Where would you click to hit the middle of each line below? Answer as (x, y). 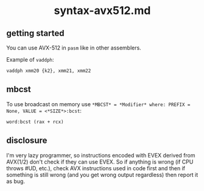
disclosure (27, 141)
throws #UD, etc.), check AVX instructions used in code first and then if (96, 168)
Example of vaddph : (30, 59)
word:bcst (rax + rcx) (35, 122)
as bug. (16, 181)
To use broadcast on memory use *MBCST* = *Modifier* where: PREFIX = (98, 104)
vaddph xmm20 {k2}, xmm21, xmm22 (49, 71)
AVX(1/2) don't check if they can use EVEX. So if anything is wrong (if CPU (100, 162)
